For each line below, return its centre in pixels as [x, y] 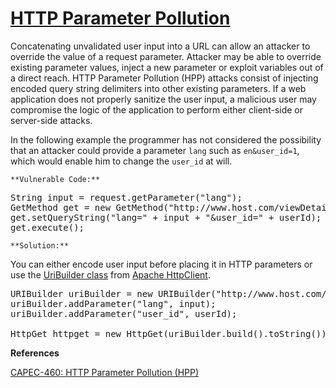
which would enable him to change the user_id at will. [121, 161]
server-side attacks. [51, 120]
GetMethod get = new [61, 207]
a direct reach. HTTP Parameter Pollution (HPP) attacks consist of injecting [164, 78]
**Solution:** [40, 245]
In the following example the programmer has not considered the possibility [166, 139]
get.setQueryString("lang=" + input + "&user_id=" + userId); [166, 217]
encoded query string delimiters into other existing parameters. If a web [158, 88]
